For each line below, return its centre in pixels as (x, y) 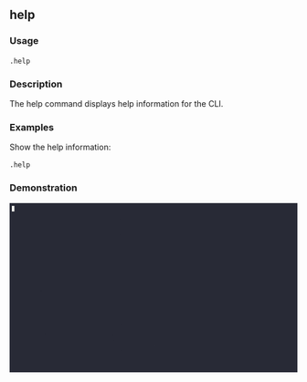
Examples (32, 127)
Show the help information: (60, 147)
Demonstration (43, 188)
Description (36, 84)
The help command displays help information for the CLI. (116, 103)
